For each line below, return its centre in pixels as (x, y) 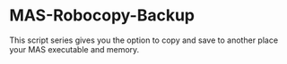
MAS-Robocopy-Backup (102, 16)
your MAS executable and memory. (74, 49)
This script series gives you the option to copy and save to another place (144, 40)
